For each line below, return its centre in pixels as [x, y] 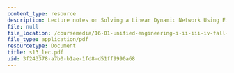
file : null [23, 26]
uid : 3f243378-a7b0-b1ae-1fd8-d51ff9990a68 [71, 59]
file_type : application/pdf [48, 40]
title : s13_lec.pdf [36, 53]
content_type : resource [42, 14]
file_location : [29, 33]
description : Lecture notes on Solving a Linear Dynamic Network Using [113, 20]
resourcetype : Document [42, 46]
